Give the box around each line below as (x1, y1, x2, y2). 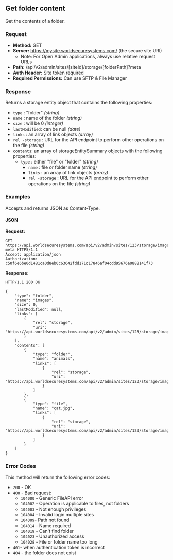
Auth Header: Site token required (12, 69, 84, 76)
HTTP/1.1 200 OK (5, 280, 40, 285)
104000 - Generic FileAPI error (20, 495, 84, 501)
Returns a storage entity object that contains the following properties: (5, 100, 153, 106)
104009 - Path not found (20, 517, 70, 523)
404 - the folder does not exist (12, 550, 76, 556)
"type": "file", (32, 401, 68, 406)
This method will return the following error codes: (5, 474, 111, 480)
